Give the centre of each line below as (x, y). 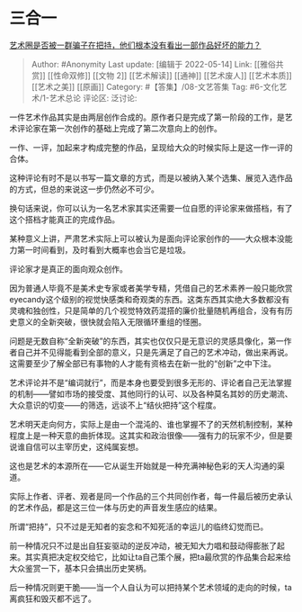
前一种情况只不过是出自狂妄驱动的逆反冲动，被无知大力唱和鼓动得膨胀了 (143, 545)
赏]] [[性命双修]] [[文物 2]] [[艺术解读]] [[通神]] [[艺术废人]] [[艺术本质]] (161, 75)
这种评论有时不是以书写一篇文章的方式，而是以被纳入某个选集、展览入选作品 (151, 177)
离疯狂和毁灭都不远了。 (53, 598)
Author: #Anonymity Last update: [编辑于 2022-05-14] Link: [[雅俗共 (157, 64)
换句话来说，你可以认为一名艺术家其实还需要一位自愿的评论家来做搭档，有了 (151, 208)
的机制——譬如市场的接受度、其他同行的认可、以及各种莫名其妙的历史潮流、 (151, 393)
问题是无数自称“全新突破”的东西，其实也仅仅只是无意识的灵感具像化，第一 (147, 341)
